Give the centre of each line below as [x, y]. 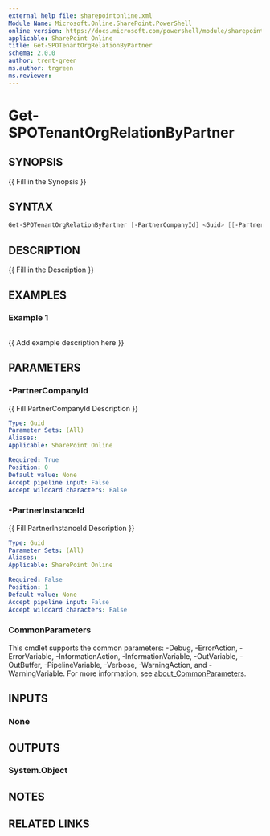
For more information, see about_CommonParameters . [157, 673]
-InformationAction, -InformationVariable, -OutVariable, [147, 656]
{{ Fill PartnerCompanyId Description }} [74, 408]
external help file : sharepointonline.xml [80, 16]
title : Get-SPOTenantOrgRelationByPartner [80, 46]
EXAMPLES [37, 295]
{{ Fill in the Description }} [51, 270]
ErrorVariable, [31, 656]
